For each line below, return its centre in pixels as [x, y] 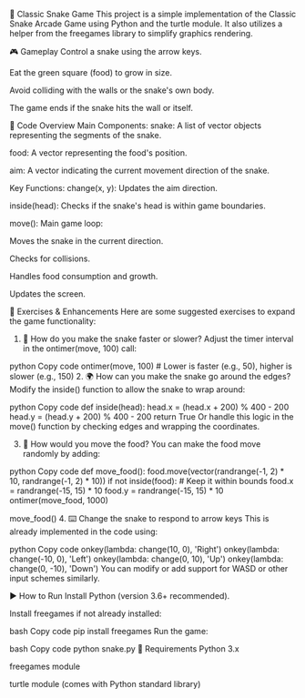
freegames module [45, 666]
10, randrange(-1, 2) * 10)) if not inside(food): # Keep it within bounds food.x [152, 481]
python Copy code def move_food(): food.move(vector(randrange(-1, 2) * [147, 471]
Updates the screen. [48, 294]
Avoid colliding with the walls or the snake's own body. [112, 90]
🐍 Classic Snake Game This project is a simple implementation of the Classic [153, 14]
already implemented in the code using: [84, 531]
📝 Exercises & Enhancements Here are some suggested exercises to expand [152, 311]
